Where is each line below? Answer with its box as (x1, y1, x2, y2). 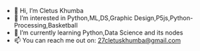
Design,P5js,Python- (134, 14, 194, 22)
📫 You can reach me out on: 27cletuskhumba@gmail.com (13, 37, 181, 44)
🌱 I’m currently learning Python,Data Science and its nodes (13, 28, 183, 37)
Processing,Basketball (13, 21, 78, 29)
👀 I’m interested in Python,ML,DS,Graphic (13, 14, 133, 22)
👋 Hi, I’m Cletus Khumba (13, 7, 84, 14)
